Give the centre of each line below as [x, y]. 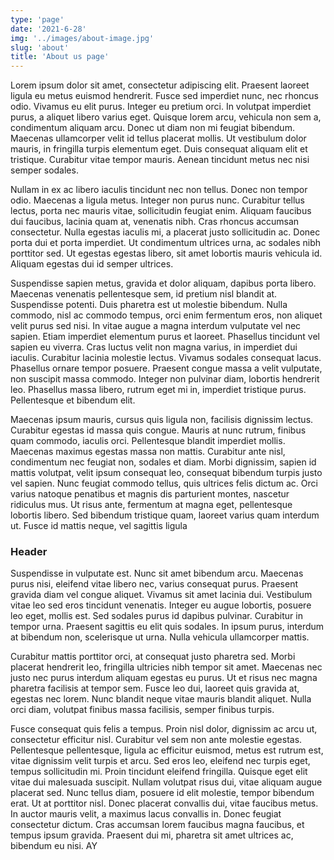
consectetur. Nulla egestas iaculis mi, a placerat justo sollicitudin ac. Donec [165, 232]
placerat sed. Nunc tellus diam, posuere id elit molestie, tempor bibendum [162, 793]
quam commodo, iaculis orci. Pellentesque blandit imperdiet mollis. [148, 441]
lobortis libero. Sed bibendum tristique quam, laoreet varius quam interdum [165, 515]
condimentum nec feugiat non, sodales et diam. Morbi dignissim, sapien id [163, 462]
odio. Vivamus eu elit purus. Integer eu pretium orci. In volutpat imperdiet [161, 107]
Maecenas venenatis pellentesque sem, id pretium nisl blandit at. [144, 294]
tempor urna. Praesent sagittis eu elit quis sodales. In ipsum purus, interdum [167, 627]
